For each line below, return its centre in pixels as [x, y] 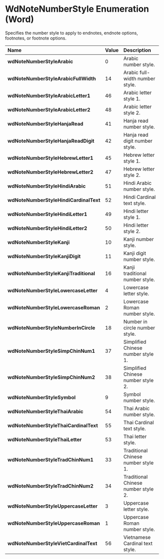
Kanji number [139, 239]
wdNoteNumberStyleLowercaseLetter [52, 290]
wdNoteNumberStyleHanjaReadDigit [51, 141]
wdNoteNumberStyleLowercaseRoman [54, 307]
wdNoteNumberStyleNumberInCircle [51, 327]
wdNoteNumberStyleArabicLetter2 [49, 109]
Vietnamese [137, 537]
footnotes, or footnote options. [36, 38]
